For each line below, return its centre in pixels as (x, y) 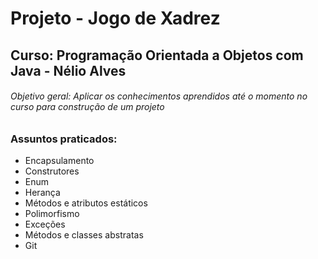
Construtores (52, 171)
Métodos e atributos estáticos (86, 203)
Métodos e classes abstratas (84, 235)
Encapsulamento (59, 161)
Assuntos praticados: (64, 139)
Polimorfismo (52, 214)
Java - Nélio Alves (68, 70)
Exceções (45, 224)
